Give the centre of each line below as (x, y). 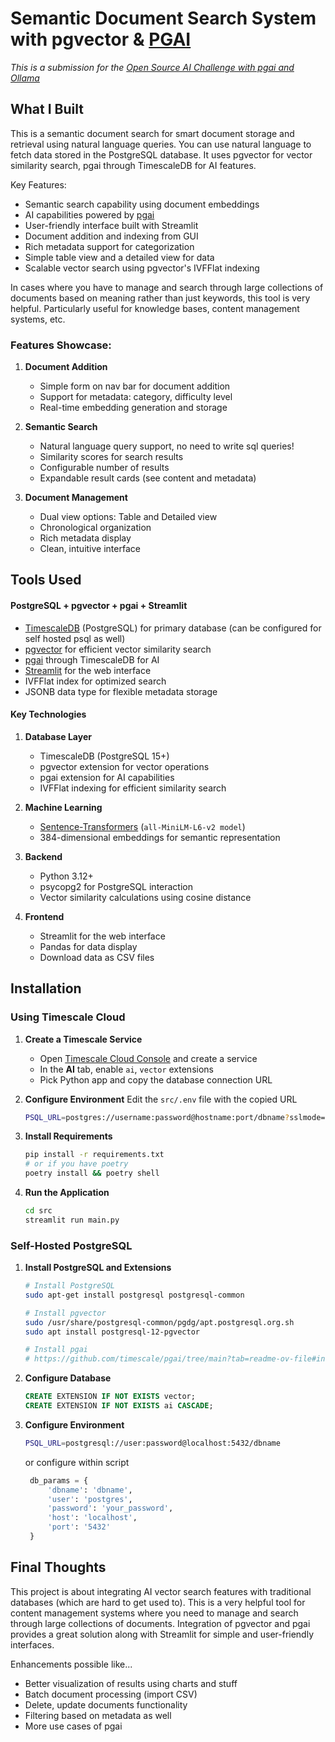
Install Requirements (68, 1136)
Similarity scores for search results (111, 457)
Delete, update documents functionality (106, 1704)
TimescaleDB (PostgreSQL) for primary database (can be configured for (173, 628)
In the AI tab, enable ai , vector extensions (126, 1069)
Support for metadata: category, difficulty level (136, 397)
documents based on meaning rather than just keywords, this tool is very (160, 298)
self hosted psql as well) (75, 638)
